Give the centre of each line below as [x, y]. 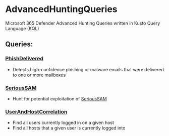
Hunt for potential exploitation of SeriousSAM [60, 98]
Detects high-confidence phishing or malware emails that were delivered [88, 69]
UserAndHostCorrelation [36, 111]
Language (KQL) [22, 28]
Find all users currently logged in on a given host [63, 123]
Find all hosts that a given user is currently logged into [69, 128]
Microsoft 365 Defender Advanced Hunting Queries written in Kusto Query [83, 23]
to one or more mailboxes [39, 75]
